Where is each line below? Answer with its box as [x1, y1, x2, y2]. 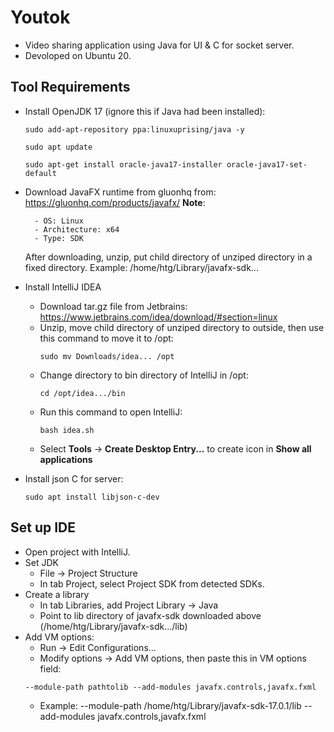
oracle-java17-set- [226, 159, 308, 170]
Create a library [24, 588, 90, 600]
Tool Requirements [10, 79, 131, 96]
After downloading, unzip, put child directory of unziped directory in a [24, 251, 313, 263]
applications [39, 453, 93, 465]
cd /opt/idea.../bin [39, 388, 126, 398]
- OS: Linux [34, 216, 84, 226]
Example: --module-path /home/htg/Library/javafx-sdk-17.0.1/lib [39, 699, 302, 711]
